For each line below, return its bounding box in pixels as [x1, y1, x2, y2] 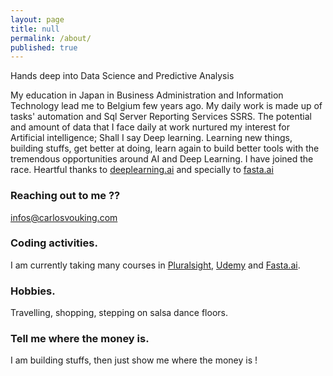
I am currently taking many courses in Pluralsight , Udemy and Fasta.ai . [10, 259, 301, 271]
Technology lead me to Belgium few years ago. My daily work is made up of [10, 100, 323, 112]
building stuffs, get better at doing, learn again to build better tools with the [10, 142, 320, 155]
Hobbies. [10, 284, 56, 298]
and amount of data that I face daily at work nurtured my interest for [10, 121, 290, 133]
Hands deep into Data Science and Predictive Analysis [10, 70, 235, 82]
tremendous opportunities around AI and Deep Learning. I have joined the [10, 153, 314, 165]
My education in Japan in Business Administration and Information [10, 89, 284, 101]
